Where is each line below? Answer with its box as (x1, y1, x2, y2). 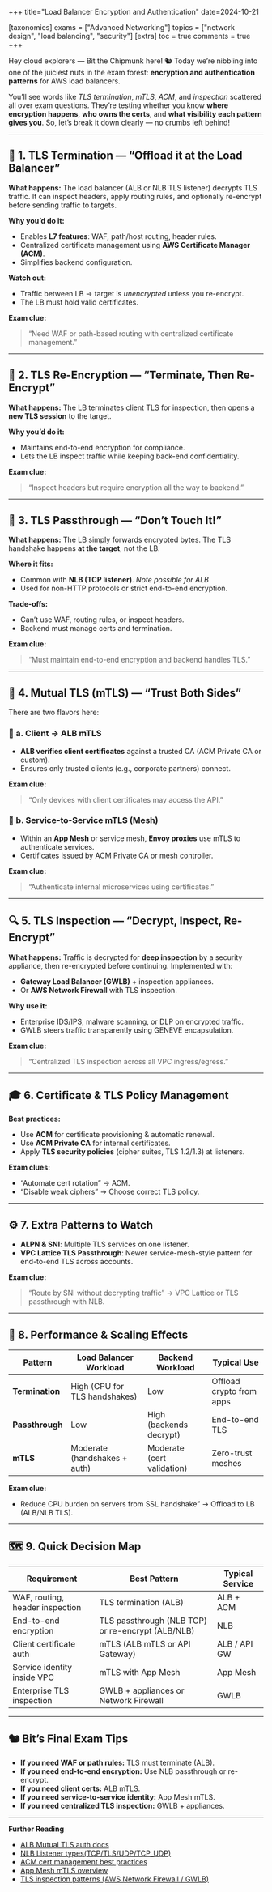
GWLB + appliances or (99, 1685, 185, 1696)
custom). (19, 755, 50, 765)
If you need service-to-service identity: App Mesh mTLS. (19, 1792, 216, 1801)
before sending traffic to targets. (8, 200, 117, 210)
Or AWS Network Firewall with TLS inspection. (19, 985, 178, 995)
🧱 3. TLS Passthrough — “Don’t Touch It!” (8, 513, 223, 527)
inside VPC (12, 1672, 55, 1683)
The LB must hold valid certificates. (19, 297, 139, 307)
